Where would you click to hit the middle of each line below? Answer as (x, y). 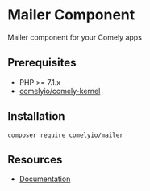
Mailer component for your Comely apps (75, 37)
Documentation (45, 179)
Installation (36, 116)
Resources (35, 159)
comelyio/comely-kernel (60, 91)
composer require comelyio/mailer (66, 135)
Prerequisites (42, 63)
